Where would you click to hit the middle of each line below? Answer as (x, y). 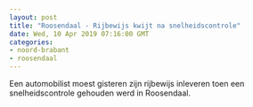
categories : (31, 42)
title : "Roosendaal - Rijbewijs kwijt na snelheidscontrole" (125, 26)
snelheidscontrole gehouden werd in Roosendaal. (100, 93)
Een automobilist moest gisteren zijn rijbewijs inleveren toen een (127, 84)
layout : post (33, 17)
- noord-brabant (39, 50)
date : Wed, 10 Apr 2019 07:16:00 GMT (79, 34)
